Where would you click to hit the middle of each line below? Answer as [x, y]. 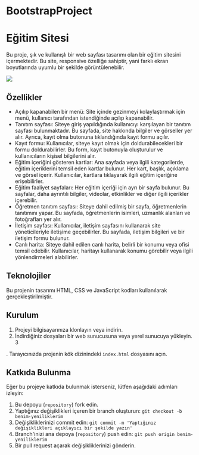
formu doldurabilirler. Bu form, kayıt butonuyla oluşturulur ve [89, 149]
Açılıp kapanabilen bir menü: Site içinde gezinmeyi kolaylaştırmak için [100, 111]
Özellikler [24, 97]
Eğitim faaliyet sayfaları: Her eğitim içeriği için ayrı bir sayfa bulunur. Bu [102, 187]
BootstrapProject [49, 11]
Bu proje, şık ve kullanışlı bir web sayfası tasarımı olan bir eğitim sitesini [94, 55]
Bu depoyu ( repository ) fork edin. [57, 405]
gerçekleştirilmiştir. [29, 297]
